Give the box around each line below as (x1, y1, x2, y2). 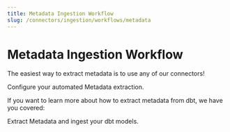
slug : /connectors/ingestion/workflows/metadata (7, 17, 151, 24)
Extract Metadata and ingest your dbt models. (7, 117, 139, 126)
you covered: (7, 104, 45, 112)
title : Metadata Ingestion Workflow (7, 10, 114, 17)
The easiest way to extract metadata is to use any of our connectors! (7, 69, 205, 78)
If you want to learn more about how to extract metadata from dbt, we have (7, 97, 223, 105)
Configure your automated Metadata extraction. (7, 83, 144, 91)
